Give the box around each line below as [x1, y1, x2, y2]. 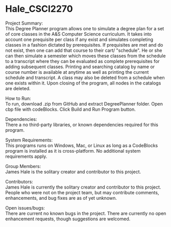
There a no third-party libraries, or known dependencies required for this [5, 121, 158, 128]
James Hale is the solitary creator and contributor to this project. [5, 169, 141, 175]
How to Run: [5, 95, 32, 101]
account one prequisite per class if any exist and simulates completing [5, 36, 154, 43]
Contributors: [5, 178, 33, 184]
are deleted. [5, 85, 31, 91]
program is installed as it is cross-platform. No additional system [5, 148, 141, 154]
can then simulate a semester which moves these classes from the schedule [5, 52, 166, 59]
